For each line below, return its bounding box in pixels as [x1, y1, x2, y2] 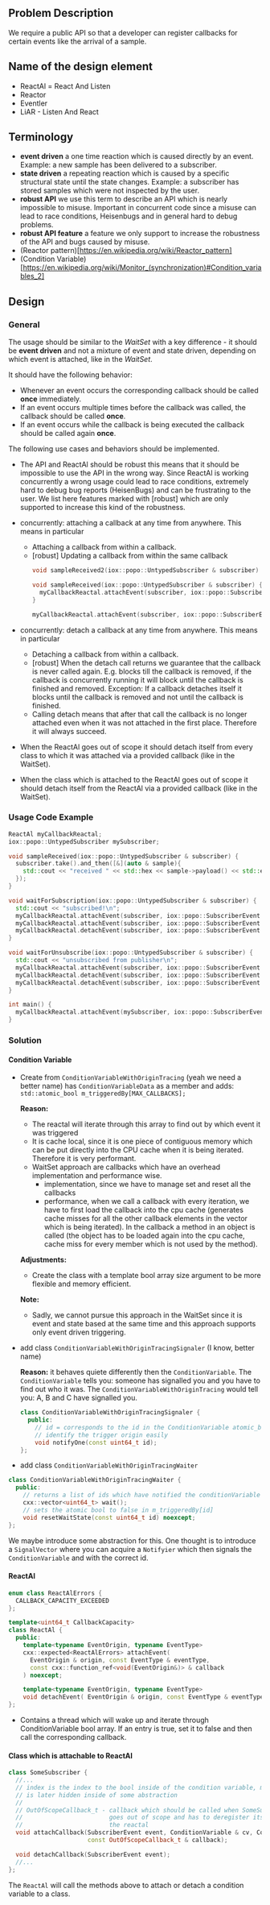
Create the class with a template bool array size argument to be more [31, 1271, 261, 1280]
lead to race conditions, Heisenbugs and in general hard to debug [19, 211, 238, 221]
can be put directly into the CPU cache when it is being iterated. [31, 1145, 244, 1155]
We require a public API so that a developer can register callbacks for [8, 27, 239, 37]
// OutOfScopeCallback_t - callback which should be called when [15, 1806, 239, 1814]
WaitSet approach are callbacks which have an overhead [31, 1162, 221, 1172]
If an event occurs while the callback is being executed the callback [19, 420, 245, 430]
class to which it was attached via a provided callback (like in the [19, 750, 235, 760]
